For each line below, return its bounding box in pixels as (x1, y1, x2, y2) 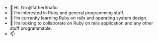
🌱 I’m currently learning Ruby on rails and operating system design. (9, 15, 148, 20)
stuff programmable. (9, 25, 52, 31)
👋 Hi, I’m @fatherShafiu (9, 5, 58, 10)
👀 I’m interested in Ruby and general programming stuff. (9, 10, 125, 16)
